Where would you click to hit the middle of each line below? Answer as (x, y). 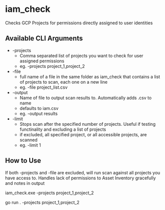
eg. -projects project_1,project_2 (52, 66)
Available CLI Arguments (44, 38)
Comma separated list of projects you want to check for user (82, 55)
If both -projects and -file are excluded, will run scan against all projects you (83, 172)
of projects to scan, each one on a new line (63, 82)
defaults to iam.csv (39, 108)
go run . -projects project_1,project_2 (42, 202)
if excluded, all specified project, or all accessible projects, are (83, 134)
